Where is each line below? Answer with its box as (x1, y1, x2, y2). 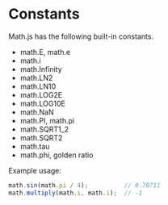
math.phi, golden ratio (19, 150, 94, 160)
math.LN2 (19, 73, 53, 82)
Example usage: (8, 165, 62, 175)
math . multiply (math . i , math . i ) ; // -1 (8, 189, 143, 197)
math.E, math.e (19, 47, 71, 56)
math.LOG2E (19, 90, 63, 99)
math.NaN (19, 107, 54, 117)
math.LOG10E (19, 98, 66, 108)
